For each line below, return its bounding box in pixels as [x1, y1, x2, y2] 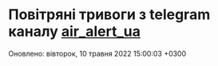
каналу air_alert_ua [8, 22, 141, 41]
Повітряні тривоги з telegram [8, 6, 211, 24]
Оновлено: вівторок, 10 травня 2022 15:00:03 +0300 [8, 49, 187, 58]
